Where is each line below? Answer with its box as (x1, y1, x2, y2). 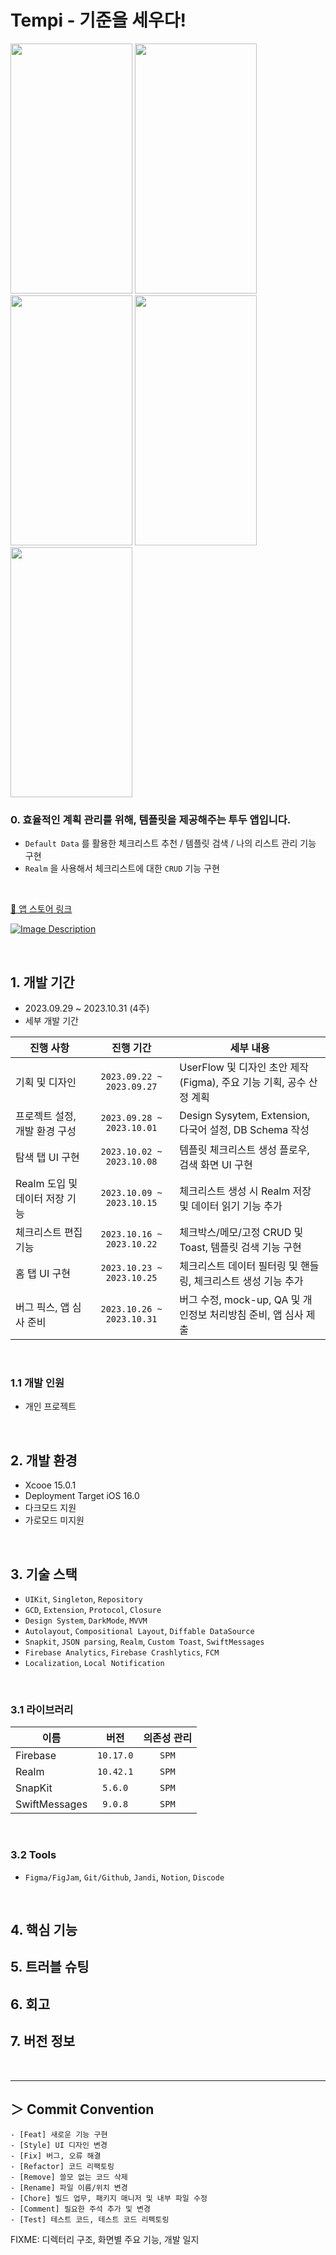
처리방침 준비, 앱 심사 (209, 1308, 304, 1322)
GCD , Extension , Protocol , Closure (24, 1603, 162, 1615)
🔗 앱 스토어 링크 (10, 903, 73, 915)
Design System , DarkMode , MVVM (24, 1614, 148, 1626)
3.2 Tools (10, 1848, 57, 1862)
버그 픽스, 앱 (15, 1301, 70, 1315)
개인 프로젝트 (24, 1401, 77, 1413)
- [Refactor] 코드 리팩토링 (10, 2162, 115, 2172)
